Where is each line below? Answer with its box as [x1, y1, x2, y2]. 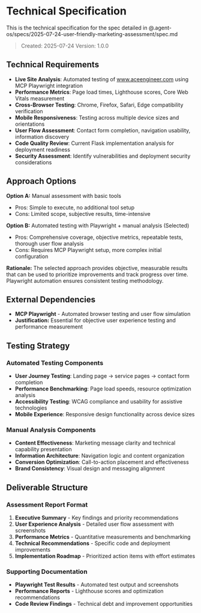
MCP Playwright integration [14, 82, 83, 89]
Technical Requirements [6, 60, 100, 70]
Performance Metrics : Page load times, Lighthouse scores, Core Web [14, 88, 189, 96]
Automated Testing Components [6, 359, 104, 367]
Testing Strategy [6, 340, 70, 351]
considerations [14, 158, 52, 166]
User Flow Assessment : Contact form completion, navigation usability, [14, 126, 191, 134]
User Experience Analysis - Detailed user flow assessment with [14, 520, 174, 528]
